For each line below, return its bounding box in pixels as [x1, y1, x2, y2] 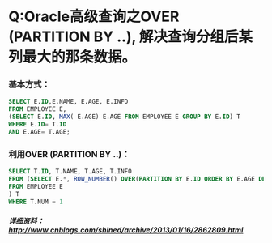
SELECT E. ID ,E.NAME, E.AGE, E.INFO [8, 98, 129, 106]
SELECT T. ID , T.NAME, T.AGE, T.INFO [8, 168, 132, 176]
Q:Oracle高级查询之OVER [8, 7, 180, 26]
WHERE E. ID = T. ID [8, 121, 67, 129]
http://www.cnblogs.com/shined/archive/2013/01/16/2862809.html [8, 225, 244, 235]
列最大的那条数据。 [8, 48, 137, 66]
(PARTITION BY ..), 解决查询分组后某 [8, 28, 253, 46]
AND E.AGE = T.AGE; [8, 127, 70, 136]
